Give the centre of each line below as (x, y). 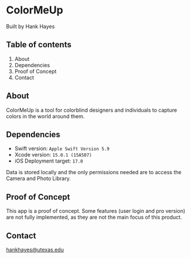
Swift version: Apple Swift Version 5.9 (62, 149)
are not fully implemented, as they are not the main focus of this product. (94, 217)
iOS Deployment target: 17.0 (49, 161)
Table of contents (39, 45)
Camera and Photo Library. (39, 178)
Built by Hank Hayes (30, 26)
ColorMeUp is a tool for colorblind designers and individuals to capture (92, 110)
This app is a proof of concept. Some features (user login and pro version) (96, 211)
